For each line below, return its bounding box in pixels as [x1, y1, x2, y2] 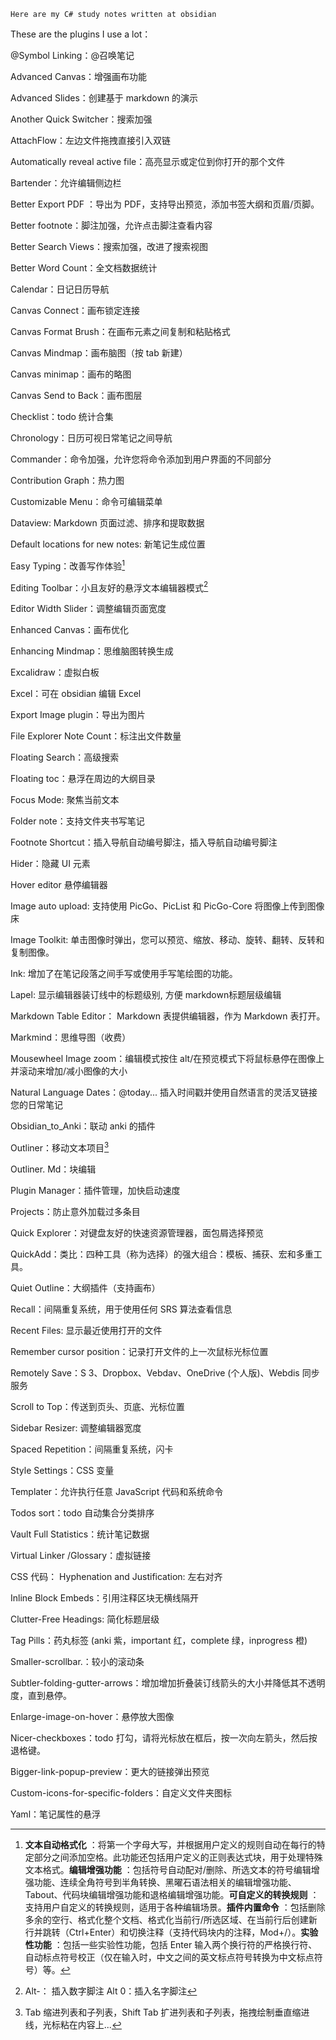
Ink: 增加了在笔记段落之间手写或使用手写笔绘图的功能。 [10, 968, 238, 980]
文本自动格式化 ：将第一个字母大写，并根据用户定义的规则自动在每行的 [24, 1838, 317, 1850]
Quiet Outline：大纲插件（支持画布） [10, 1281, 161, 1294]
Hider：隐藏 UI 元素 [10, 858, 91, 870]
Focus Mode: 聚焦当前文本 [10, 794, 120, 806]
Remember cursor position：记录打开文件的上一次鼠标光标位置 [10, 1345, 269, 1357]
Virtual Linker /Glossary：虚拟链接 [10, 1549, 152, 1561]
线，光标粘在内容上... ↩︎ [24, 2018, 122, 2030]
